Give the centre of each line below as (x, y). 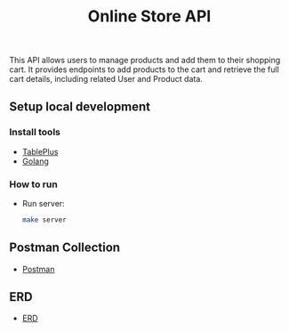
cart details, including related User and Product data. (106, 78)
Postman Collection (65, 248)
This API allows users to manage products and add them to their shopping (145, 60)
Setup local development (80, 107)
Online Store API (149, 16)
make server (44, 220)
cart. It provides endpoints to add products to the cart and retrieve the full (144, 69)
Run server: (43, 203)
